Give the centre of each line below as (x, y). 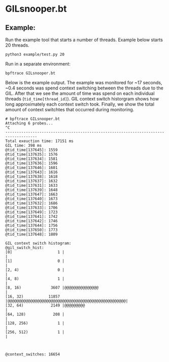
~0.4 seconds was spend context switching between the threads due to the (84, 88)
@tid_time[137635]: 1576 (31, 154)
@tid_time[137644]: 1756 (31, 225)
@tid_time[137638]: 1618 (31, 177)
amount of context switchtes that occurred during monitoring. (70, 109)
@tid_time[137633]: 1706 (31, 208)
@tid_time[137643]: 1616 (31, 172)
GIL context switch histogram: (38, 243)
